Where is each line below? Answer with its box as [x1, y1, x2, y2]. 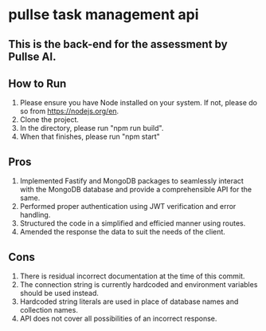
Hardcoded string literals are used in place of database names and [19, 297, 239, 306]
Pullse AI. [8, 49, 57, 63]
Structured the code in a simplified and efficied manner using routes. [19, 219, 246, 228]
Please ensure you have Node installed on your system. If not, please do [19, 98, 257, 108]
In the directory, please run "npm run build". [19, 124, 164, 133]
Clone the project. [19, 115, 80, 124]
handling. [19, 210, 51, 220]
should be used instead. [19, 289, 100, 298]
